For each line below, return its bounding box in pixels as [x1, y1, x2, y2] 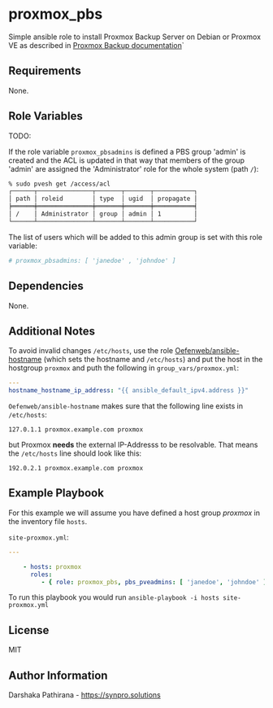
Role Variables [8, 109, 83, 123]
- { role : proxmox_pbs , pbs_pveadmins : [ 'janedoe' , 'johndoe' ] [41, 578, 267, 586]
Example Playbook [8, 486, 104, 500]
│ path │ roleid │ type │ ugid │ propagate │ [8, 194, 198, 203]
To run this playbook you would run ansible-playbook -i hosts [8, 592, 219, 602]
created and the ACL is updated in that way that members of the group [8, 155, 245, 165]
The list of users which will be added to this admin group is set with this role [8, 232, 262, 242]
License [8, 623, 50, 637]
